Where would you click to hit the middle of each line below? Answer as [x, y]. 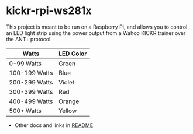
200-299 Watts [31, 82]
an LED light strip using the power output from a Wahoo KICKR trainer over [96, 33]
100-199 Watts [31, 73]
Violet [66, 82]
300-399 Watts [31, 91]
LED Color [73, 54]
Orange [69, 101]
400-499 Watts [31, 101]
